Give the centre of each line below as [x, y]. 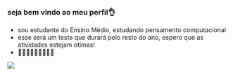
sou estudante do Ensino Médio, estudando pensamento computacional [122, 30]
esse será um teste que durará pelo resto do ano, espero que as [111, 38]
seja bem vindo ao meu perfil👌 [62, 12]
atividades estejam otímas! [56, 45]
